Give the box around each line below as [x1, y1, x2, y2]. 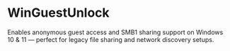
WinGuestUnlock [7, 5, 110, 21]
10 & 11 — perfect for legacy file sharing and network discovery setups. [7, 35, 214, 43]
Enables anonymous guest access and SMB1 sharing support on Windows [7, 28, 224, 36]
